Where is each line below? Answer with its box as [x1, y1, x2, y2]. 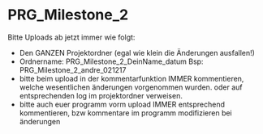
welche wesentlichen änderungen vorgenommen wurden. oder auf [19, 82, 243, 92]
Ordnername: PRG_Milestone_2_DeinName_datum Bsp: [19, 57, 204, 66]
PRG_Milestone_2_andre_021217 [19, 65, 127, 74]
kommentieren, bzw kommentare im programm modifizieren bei [19, 107, 232, 118]
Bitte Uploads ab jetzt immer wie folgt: [7, 32, 136, 42]
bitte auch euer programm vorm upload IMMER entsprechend [19, 99, 225, 109]
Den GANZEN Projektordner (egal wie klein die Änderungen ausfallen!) [19, 48, 255, 57]
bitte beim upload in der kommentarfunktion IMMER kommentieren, [19, 73, 244, 83]
